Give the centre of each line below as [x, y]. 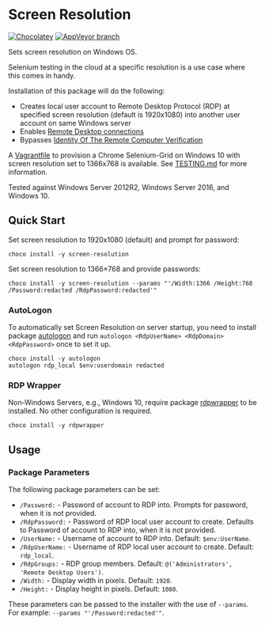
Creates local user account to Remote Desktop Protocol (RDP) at [125, 106]
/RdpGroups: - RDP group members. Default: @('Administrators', [126, 564]
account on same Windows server [76, 123]
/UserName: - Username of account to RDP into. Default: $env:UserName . [135, 539]
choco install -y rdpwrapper [56, 426]
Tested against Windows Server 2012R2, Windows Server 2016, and [119, 187]
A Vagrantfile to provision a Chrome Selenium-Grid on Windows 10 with [124, 155]
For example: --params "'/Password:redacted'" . [86, 613]
